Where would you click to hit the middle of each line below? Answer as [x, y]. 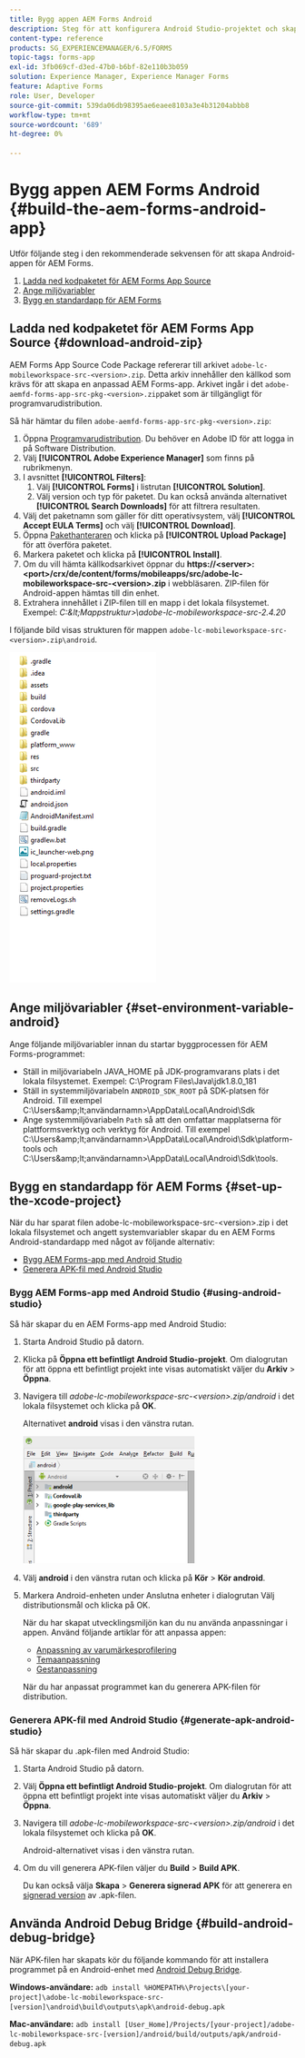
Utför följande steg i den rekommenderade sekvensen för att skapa [135, 253]
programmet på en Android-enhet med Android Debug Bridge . [126, 1969]
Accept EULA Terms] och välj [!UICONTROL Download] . [129, 525]
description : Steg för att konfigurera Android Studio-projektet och [144, 29]
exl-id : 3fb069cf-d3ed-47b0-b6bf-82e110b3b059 [99, 67]
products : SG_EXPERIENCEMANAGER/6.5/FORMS [91, 48]
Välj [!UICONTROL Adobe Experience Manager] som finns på [138, 458]
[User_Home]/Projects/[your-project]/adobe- [210, 2024]
